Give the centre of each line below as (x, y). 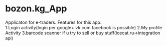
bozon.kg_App (36, 9)
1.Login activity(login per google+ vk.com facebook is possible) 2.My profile (84, 27)
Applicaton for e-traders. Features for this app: (53, 22)
